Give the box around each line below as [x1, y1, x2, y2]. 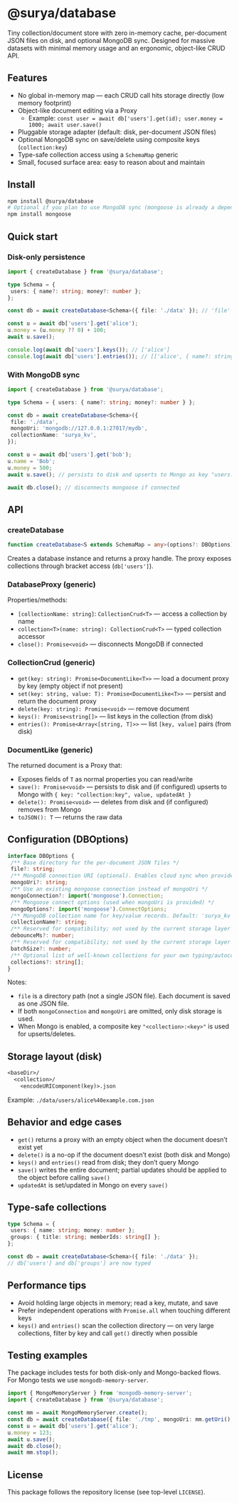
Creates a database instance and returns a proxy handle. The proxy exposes [7, 554, 232, 562]
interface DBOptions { [7, 852, 75, 859]
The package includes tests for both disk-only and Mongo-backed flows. [7, 1368, 221, 1377]
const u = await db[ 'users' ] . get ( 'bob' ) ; [7, 451, 132, 458]
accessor [17, 632, 46, 641]
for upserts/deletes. [17, 1030, 76, 1038]
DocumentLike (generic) [7, 744, 93, 754]
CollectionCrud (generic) [7, 658, 95, 668]
